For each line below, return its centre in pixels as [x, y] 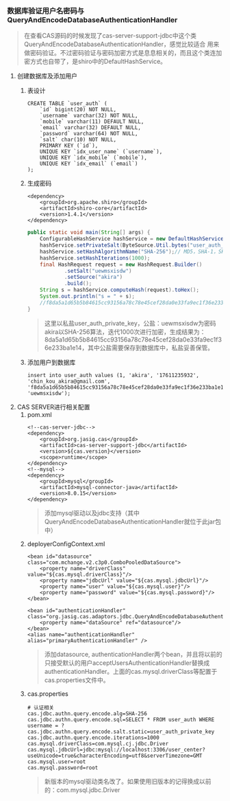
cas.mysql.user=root [56, 761]
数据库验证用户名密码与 [46, 10]
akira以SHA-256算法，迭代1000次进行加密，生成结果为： [125, 332]
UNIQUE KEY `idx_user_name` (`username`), [101, 152]
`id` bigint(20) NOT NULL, [78, 110]
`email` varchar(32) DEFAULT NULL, [91, 128]
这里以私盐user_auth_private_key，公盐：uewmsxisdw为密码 [130, 323]
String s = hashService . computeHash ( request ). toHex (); [120, 290]
